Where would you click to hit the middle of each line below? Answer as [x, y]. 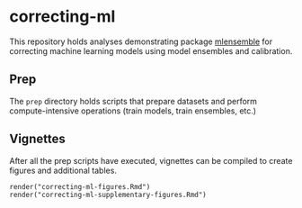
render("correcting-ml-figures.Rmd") [80, 186]
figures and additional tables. [63, 170]
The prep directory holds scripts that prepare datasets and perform [133, 101]
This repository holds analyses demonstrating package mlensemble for [141, 41]
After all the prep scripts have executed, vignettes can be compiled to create [151, 160]
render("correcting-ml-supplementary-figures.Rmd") [108, 194]
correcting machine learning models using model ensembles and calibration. [151, 50]
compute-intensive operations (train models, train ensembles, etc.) [133, 111]
